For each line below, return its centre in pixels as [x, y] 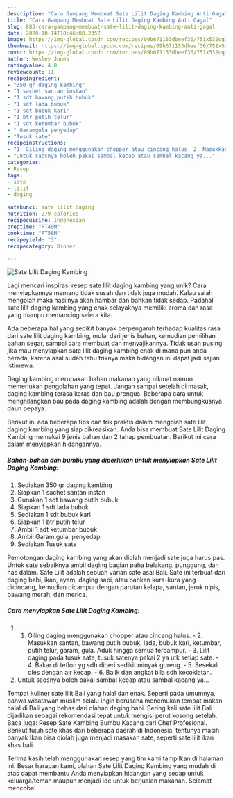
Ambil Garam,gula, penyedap [59, 537]
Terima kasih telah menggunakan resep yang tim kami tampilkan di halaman [115, 758]
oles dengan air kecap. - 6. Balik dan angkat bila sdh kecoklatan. [120, 673]
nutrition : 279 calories [43, 214]
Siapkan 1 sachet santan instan [61, 493]
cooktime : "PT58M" [34, 233]
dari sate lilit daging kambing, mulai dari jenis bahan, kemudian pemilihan [112, 336]
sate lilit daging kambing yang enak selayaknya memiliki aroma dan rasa [110, 308]
